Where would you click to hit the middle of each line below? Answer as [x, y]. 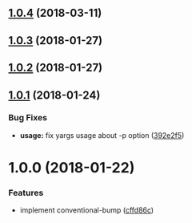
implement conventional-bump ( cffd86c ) [87, 210]
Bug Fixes [28, 118]
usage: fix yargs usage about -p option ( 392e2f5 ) [102, 135]
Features [26, 193]
